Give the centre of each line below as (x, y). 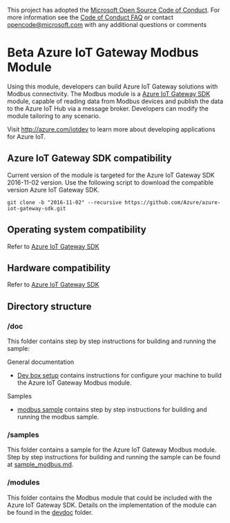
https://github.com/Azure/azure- (173, 202)
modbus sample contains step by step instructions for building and (112, 410)
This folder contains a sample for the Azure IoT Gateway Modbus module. (112, 450)
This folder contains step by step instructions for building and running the (112, 341)
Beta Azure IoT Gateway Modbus (103, 53)
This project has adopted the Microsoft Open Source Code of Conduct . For (114, 10)
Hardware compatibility (59, 268)
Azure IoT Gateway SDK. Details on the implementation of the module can (112, 505)
